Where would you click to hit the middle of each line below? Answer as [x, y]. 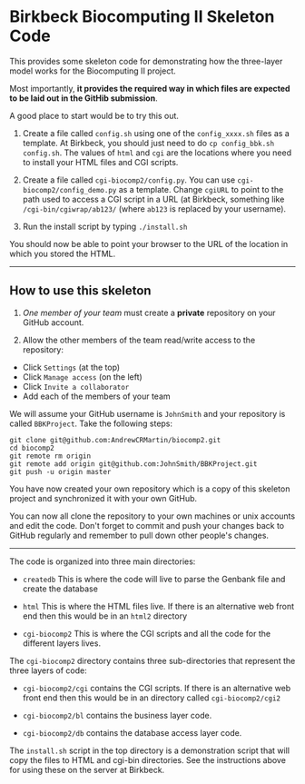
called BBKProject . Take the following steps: [91, 423]
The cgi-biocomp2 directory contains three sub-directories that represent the [152, 660]
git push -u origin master [60, 471]
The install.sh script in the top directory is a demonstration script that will [150, 750]
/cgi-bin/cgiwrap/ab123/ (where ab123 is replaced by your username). [154, 208]
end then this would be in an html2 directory [105, 616]
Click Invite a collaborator [76, 386]
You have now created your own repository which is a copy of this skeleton [150, 489]
